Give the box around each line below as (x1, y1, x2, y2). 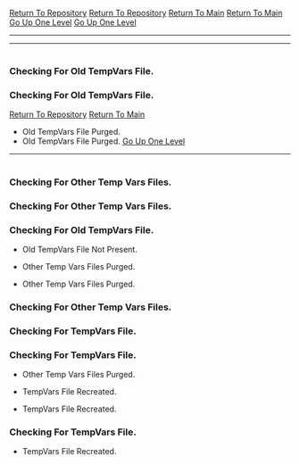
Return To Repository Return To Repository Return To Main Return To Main (9, 8, 283, 18)
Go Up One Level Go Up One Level (9, 17, 137, 28)
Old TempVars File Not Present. (21, 244, 138, 254)
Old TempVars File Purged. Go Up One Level (21, 136, 186, 146)
